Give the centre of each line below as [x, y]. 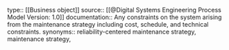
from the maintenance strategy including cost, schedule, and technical [108, 24]
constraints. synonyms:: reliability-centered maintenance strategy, [102, 32]
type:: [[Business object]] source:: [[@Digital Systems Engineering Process [114, 10]
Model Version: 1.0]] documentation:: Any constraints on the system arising [114, 17]
